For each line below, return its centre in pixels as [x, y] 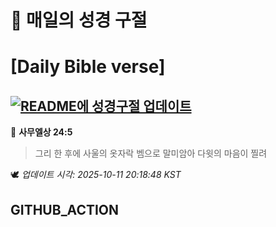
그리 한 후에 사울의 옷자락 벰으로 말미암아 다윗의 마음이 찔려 [151, 153]
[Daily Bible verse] [88, 67]
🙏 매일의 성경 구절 [79, 20]
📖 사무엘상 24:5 [41, 132]
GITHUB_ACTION [65, 209]
